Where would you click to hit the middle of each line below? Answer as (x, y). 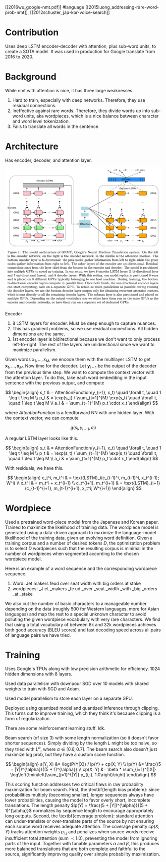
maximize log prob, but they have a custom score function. (65, 755)
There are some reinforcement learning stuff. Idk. (55, 728)
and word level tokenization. (41, 121)
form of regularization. (28, 719)
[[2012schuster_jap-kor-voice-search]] (70, 12)
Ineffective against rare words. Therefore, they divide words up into (81, 111)
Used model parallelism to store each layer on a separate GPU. (69, 698)
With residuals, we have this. (34, 468)
